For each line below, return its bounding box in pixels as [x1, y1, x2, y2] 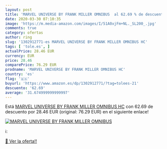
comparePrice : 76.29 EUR [5, 62, 57, 67]
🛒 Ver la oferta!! [5, 138, 37, 144]
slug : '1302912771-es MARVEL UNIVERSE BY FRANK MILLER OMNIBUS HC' [5, 40, 148, 45]
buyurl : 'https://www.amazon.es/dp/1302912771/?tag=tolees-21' [5, 81, 139, 86]
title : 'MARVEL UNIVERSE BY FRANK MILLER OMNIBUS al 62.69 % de [5, 12, 143, 17]
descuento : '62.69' [5, 85, 46, 91]
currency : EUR [5, 53, 35, 58]
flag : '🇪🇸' [5, 76, 30, 81]
